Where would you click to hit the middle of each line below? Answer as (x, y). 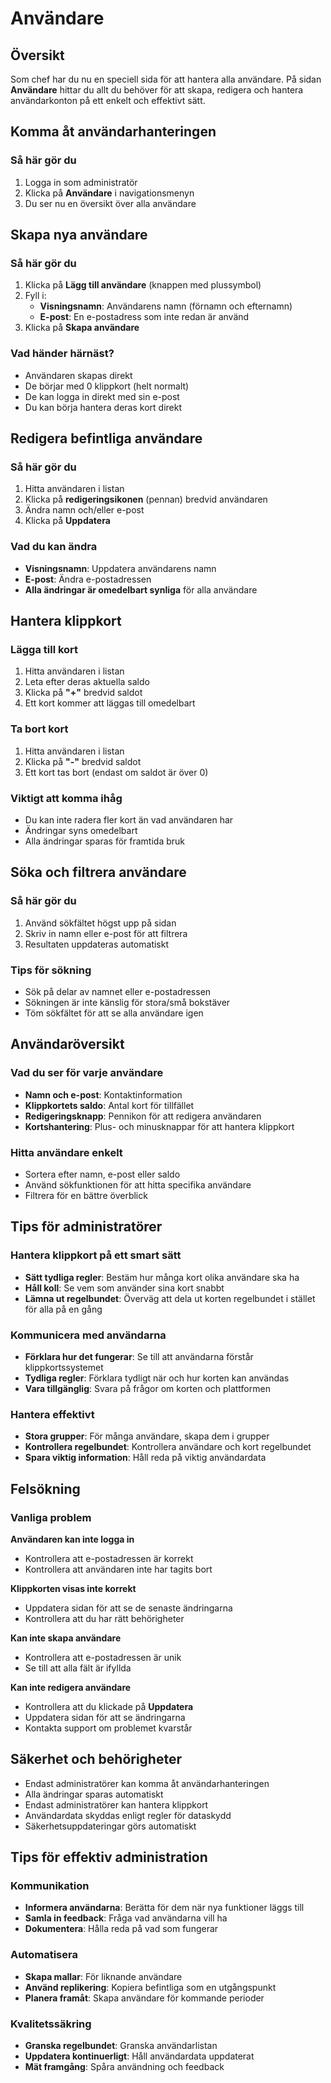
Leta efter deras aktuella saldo (87, 682)
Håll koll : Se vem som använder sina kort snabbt (124, 1288)
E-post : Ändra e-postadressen (88, 579)
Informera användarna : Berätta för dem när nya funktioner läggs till (164, 1908)
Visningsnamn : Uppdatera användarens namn (120, 568)
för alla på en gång (63, 1309)
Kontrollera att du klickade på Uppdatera (109, 1706)
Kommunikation (50, 1885)
